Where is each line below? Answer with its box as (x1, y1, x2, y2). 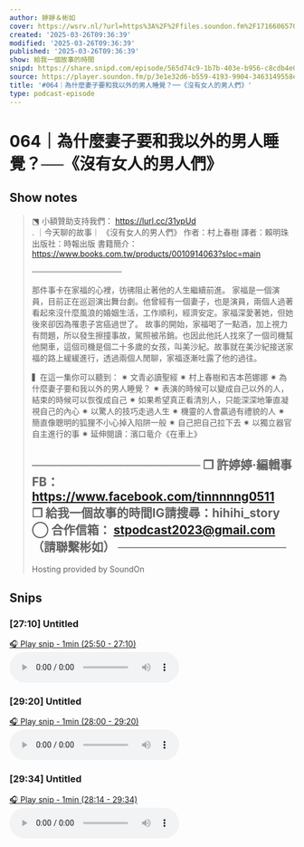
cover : (9, 22, 34, 31)
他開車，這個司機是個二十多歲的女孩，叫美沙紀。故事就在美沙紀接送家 (31, 341, 294, 351)
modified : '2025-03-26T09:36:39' (9, 38, 136, 48)
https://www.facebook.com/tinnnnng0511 (31, 488, 275, 504)
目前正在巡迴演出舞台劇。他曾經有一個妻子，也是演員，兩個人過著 (47, 295, 294, 306)
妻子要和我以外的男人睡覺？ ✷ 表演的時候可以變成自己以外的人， (47, 382, 290, 394)
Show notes (9, 190, 78, 206)
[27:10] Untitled (9, 617, 80, 630)
